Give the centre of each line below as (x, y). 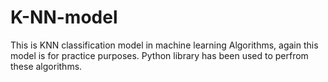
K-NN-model (64, 17)
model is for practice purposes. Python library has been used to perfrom (159, 55)
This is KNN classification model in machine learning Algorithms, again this (164, 45)
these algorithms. (46, 66)
